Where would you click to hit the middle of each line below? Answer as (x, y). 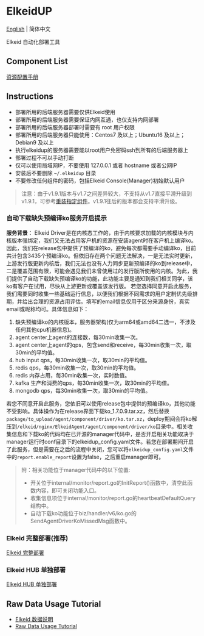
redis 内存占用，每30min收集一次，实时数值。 (73, 375)
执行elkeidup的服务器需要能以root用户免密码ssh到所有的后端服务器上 (102, 150)
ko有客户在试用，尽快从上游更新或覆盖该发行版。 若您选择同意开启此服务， (100, 286)
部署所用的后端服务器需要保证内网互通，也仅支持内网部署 (87, 120)
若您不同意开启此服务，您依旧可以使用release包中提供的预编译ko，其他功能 (101, 403)
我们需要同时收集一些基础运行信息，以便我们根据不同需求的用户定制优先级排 (102, 293)
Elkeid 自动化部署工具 (33, 41)
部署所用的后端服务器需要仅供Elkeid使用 (65, 112)
